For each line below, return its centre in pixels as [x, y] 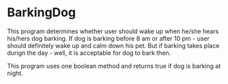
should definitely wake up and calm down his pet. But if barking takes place [113, 45]
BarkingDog [42, 13]
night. [15, 73]
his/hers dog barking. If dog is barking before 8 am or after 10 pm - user [109, 38]
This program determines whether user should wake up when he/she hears [113, 31]
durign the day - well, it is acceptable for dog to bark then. [89, 53]
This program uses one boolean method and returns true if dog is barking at [114, 66]
